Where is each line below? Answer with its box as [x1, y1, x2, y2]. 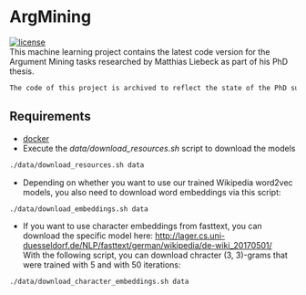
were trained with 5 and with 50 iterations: [22, 259, 181, 270]
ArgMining [9, 6, 92, 27]
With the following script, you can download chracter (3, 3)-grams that [22, 249, 289, 261]
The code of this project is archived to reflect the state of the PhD [9, 83, 287, 92]
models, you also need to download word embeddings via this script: [22, 186, 281, 197]
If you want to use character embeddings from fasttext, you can [22, 221, 262, 232]
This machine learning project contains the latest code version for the [9, 46, 270, 57]
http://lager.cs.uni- [154, 230, 226, 241]
